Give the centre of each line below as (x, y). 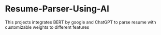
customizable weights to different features (47, 27)
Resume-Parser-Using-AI (57, 9)
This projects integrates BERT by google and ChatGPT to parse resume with (80, 22)
